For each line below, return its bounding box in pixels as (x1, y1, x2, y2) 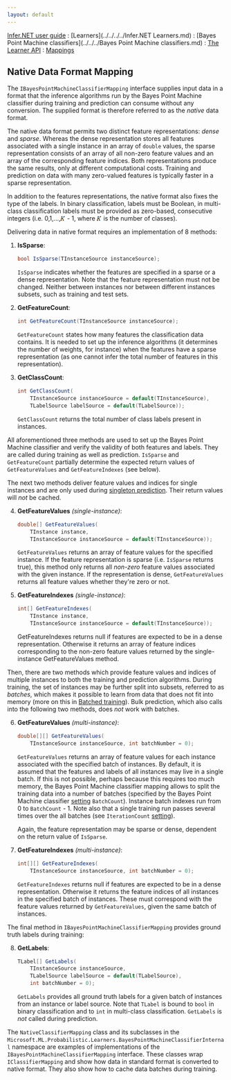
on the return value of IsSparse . (17, 832, 108, 841)
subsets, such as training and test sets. (17, 290, 129, 298)
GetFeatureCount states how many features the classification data (17, 330, 204, 339)
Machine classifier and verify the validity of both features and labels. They (7, 443, 219, 451)
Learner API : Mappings (7, 46, 75, 54)
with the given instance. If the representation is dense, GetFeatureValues (17, 570, 223, 578)
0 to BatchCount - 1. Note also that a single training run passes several (17, 804, 216, 812)
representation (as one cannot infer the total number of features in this (17, 352, 219, 361)
